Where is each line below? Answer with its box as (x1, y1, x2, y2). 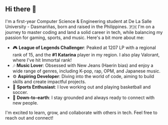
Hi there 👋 (5, 5, 37, 13)
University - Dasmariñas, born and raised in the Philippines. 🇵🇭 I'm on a (5, 23, 155, 29)
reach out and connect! (5, 114, 54, 120)
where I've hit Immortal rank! (12, 57, 72, 63)
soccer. (12, 89, 29, 95)
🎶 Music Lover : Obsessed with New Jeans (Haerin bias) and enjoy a (12, 62, 154, 68)
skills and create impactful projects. (12, 78, 86, 84)
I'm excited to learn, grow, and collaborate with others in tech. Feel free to (5, 109, 158, 115)
